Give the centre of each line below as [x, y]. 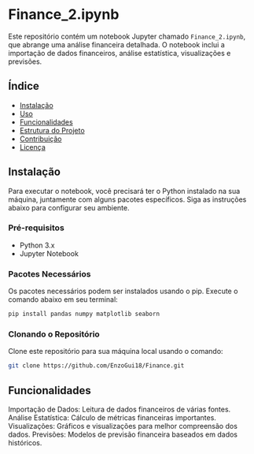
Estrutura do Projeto [52, 130]
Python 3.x [37, 245]
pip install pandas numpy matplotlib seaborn [84, 314]
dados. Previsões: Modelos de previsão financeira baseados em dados [123, 434]
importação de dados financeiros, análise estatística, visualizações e [120, 53]
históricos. [25, 443]
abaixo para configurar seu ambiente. [69, 207]
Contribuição [40, 139]
